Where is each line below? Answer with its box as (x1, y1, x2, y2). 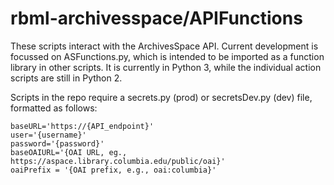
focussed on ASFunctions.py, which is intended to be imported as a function (10, 50, 325, 62)
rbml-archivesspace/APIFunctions (10, 7, 303, 30)
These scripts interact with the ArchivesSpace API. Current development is (10, 40, 319, 52)
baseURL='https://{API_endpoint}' (10, 121, 155, 131)
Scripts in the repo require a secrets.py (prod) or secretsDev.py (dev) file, (10, 91, 313, 103)
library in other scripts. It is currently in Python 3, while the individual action (10, 61, 322, 73)
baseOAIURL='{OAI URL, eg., (10, 147, 128, 157)
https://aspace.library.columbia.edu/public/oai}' (10, 156, 226, 166)
